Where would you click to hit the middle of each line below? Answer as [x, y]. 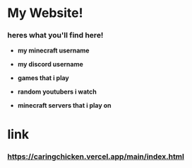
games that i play [43, 78]
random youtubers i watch [57, 92]
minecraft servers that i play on [64, 106]
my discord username [50, 65]
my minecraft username [53, 50]
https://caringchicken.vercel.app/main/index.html [96, 156]
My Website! [45, 13]
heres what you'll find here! [55, 35]
